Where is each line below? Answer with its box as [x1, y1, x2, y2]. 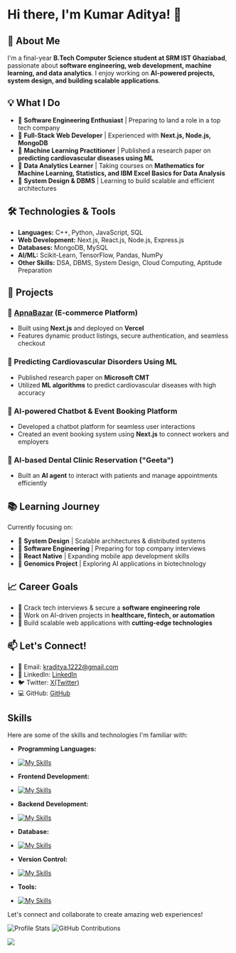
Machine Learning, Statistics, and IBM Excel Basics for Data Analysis [17, 169, 225, 177]
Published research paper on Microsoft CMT [17, 373, 150, 382]
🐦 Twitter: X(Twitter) [17, 678, 80, 687]
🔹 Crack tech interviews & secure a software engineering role [17, 603, 200, 612]
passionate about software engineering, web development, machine [7, 61, 212, 70]
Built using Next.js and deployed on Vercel [17, 324, 144, 333]
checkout [17, 339, 45, 348]
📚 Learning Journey [7, 500, 100, 512]
